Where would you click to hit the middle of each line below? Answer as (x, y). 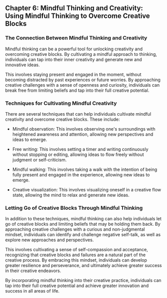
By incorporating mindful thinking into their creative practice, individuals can (83, 281)
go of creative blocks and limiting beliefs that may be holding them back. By (83, 224)
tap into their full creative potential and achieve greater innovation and (77, 286)
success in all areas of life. (32, 291)
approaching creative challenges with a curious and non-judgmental (75, 229)
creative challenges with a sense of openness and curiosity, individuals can (83, 85)
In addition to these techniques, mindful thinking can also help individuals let (83, 219)
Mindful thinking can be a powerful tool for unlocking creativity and (74, 49)
